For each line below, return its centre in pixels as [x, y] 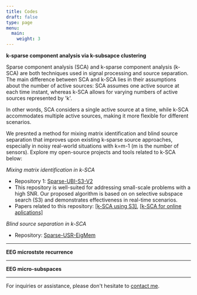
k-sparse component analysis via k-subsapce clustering [76, 56]
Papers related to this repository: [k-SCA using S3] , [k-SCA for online [98, 206]
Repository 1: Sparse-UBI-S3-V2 [54, 181]
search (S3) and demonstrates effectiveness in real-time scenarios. [96, 200]
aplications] [29, 212]
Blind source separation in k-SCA [46, 224]
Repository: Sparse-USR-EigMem [55, 235]
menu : [13, 28]
